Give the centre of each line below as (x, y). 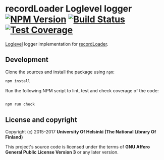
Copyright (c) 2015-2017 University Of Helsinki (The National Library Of (81, 132)
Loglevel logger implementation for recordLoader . (57, 44)
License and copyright (41, 120)
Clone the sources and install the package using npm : (60, 72)
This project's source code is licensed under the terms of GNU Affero (78, 147)
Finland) (14, 137)
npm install (18, 81)
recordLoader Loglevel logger (69, 9)
